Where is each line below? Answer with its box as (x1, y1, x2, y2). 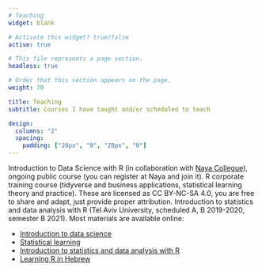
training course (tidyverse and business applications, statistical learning (8, 180, 243, 190)
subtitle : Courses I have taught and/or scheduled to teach (8, 105, 211, 113)
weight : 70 (8, 84, 44, 92)
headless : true (8, 62, 59, 70)
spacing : (15, 134, 44, 142)
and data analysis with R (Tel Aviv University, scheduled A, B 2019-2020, (8, 205, 245, 214)
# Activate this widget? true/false (8, 33, 129, 41)
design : (8, 119, 34, 127)
